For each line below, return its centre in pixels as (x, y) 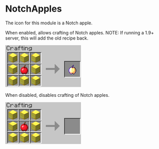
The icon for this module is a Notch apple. (49, 23)
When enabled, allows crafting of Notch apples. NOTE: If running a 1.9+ (80, 32)
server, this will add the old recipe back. (47, 38)
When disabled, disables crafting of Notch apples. (57, 95)
